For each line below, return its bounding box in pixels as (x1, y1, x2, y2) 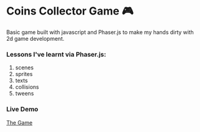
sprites (15, 71, 33, 78)
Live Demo (6, 105, 38, 114)
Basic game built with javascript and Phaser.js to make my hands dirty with (6, 28, 194, 36)
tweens (15, 90, 34, 97)
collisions (15, 83, 40, 91)
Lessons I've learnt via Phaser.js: (6, 50, 107, 58)
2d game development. (6, 35, 65, 42)
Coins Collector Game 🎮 (6, 4, 134, 18)
